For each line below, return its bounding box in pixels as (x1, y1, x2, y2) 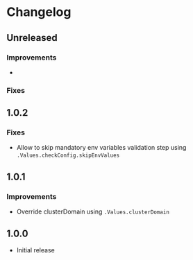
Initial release (16, 245, 55, 254)
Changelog (6, 4, 72, 20)
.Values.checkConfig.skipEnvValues (16, 152, 120, 159)
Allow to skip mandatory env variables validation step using (16, 144, 187, 152)
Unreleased (6, 32, 58, 44)
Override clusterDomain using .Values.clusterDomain (16, 207, 169, 216)
